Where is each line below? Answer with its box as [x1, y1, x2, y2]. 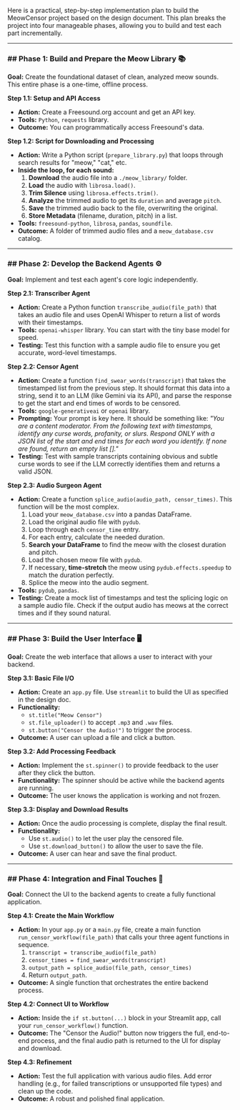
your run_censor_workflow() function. [17, 1021, 129, 1030]
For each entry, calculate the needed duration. [28, 532, 165, 541]
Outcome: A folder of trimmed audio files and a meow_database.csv [17, 226, 214, 235]
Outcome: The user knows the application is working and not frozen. [17, 791, 221, 799]
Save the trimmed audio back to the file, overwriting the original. [28, 204, 219, 213]
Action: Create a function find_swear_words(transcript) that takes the [17, 376, 226, 384]
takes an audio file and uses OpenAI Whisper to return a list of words [17, 310, 221, 319]
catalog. [17, 234, 42, 243]
